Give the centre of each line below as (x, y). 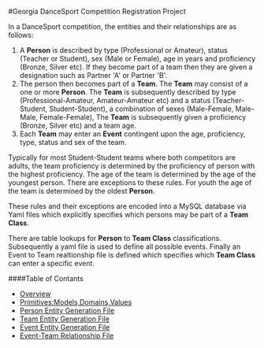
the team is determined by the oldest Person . (82, 191)
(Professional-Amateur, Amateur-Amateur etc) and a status (115, 100)
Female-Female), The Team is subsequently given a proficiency (143, 117)
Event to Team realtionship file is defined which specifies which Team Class (132, 255)
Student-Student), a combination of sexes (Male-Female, (141, 109)
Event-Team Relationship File (67, 335)
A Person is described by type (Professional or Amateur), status (124, 50)
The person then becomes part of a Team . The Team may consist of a (134, 83)
